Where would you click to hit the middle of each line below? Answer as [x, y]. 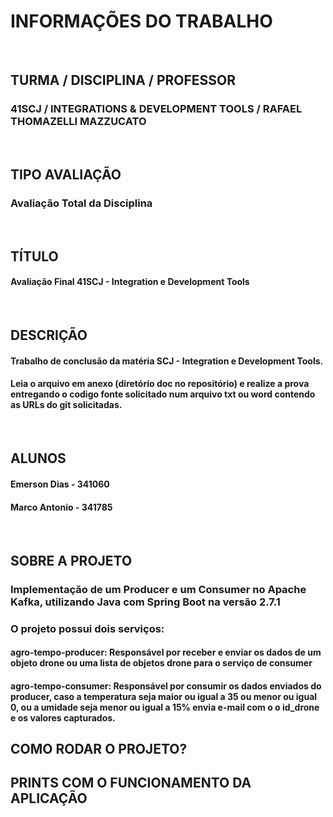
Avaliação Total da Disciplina [81, 203]
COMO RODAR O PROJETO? [99, 749]
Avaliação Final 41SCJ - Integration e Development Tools [130, 282]
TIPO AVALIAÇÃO [66, 175]
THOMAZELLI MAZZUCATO [78, 122]
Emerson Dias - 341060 [60, 484]
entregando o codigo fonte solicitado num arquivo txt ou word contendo [163, 394]
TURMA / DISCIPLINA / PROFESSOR [123, 80]
